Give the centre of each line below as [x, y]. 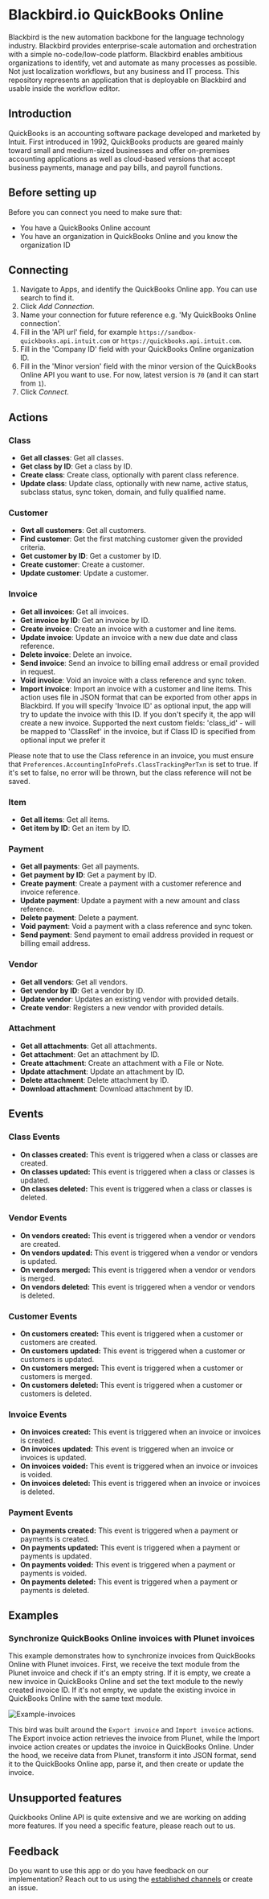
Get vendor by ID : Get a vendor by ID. [82, 990]
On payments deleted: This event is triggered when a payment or [129, 1581]
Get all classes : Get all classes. [72, 458]
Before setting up [53, 193]
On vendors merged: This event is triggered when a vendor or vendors [138, 1269]
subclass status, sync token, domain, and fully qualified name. [123, 492]
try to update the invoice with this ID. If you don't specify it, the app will [137, 714]
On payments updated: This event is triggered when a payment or [130, 1547]
